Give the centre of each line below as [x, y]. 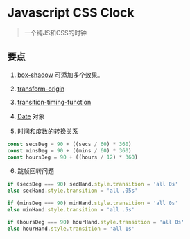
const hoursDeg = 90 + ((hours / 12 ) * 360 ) [72, 157]
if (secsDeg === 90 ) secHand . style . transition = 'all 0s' [93, 184]
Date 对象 [31, 116]
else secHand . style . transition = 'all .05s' [72, 191]
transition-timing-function [54, 102]
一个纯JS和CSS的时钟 [55, 33]
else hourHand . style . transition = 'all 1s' [71, 229]
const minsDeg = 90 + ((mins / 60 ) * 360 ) [69, 150]
